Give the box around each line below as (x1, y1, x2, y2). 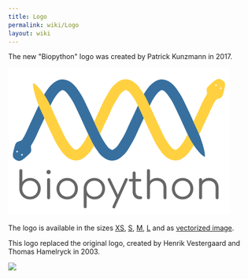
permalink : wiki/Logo (8, 20, 80, 29)
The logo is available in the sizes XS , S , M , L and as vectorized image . (8, 223, 235, 232)
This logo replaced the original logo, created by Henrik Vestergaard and (8, 239, 241, 248)
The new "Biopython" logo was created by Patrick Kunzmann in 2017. (8, 52, 233, 61)
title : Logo (8, 13, 47, 20)
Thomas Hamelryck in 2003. (8, 247, 101, 256)
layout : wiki (8, 29, 51, 37)
